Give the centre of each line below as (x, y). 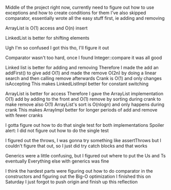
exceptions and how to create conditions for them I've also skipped (76, 13)
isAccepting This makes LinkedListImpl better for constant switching (77, 84)
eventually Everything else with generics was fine (57, 161)
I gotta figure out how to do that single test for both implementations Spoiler (85, 125)
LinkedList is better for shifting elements (47, 38)
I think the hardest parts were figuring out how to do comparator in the (79, 171)
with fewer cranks (24, 115)
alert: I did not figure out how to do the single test (57, 130)
